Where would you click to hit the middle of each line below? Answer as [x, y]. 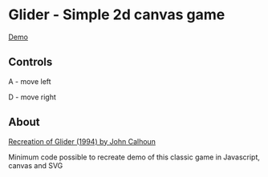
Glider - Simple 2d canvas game [117, 15]
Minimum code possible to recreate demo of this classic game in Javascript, [134, 157]
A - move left [30, 81]
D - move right [32, 97]
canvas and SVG [36, 165]
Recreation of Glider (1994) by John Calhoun [82, 141]
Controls [30, 62]
